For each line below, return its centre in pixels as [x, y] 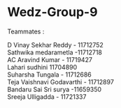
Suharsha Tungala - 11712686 [50, 75]
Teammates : [26, 31]
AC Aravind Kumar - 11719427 [50, 59]
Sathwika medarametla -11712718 [55, 52]
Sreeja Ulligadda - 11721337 [47, 97]
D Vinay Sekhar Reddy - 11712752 [55, 45]
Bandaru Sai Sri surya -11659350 [55, 89]
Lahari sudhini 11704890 [42, 67]
